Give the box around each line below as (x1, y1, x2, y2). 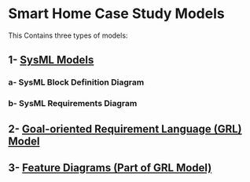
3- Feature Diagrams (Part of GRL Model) (8, 161, 212, 174)
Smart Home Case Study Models (8, 5, 226, 23)
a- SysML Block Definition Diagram (8, 77, 145, 88)
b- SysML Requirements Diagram (8, 98, 138, 109)
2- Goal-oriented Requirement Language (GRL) (8, 122, 242, 136)
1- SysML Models (8, 53, 94, 67)
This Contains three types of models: (8, 31, 128, 40)
